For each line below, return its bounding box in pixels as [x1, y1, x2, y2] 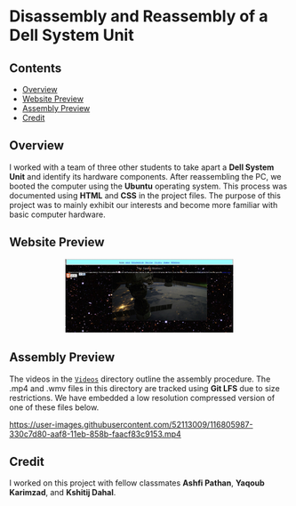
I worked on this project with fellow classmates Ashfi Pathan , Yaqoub [9, 478, 265, 488]
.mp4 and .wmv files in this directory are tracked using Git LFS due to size [9, 382, 280, 393]
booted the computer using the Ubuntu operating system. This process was [9, 181, 288, 191]
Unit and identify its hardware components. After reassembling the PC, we [9, 171, 282, 181]
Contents [9, 60, 62, 76]
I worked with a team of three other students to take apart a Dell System [9, 162, 275, 173]
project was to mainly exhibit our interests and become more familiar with [9, 199, 278, 210]
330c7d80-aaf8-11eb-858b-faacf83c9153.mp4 [9, 429, 182, 439]
